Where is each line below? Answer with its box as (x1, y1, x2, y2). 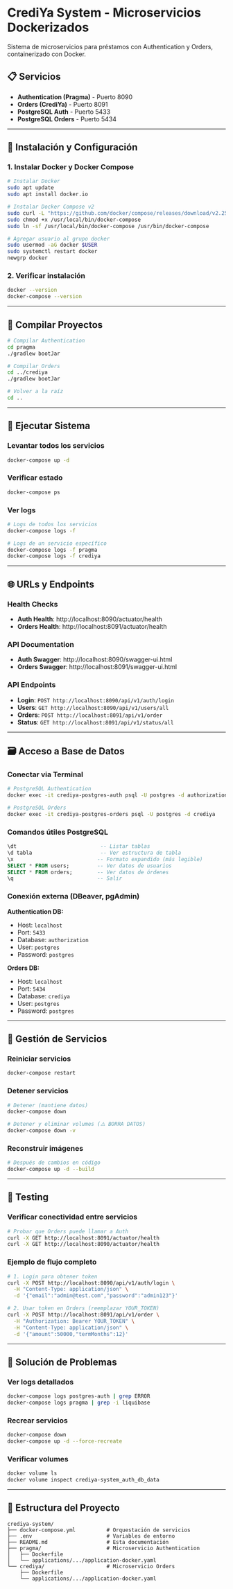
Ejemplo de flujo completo (7, 1257, 97, 1267)
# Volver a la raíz (7, 388, 64, 395)
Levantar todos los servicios (7, 441, 105, 451)
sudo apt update (7, 184, 54, 191)
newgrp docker (7, 254, 49, 261)
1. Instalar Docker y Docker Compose (7, 162, 134, 172)
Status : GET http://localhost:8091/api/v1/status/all (17, 718, 174, 726)
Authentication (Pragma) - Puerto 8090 (17, 92, 133, 101)
